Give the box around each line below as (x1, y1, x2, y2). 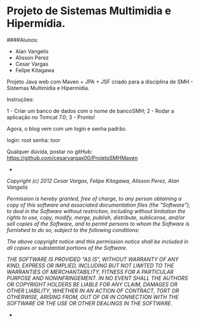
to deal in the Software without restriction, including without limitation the (7, 207, 186, 214)
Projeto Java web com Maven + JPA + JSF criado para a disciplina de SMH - (7, 78, 194, 85)
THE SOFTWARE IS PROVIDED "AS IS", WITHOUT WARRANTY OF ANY (7, 256, 179, 263)
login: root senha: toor (7, 136, 61, 143)
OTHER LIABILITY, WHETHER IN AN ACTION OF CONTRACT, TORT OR (7, 287, 180, 294)
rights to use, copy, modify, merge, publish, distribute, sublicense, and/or (7, 214, 185, 221)
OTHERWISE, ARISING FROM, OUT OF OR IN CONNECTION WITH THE (7, 293, 179, 300)
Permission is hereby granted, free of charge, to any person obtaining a (7, 195, 182, 202)
